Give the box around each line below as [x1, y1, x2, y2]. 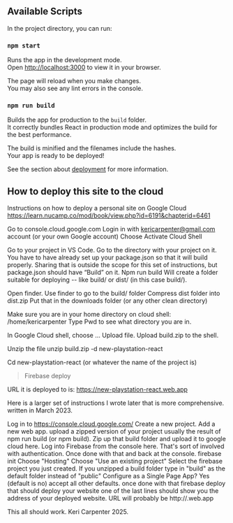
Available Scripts [7, 6, 82, 17]
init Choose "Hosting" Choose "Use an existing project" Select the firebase [7, 457, 223, 466]
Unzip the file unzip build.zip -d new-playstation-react [7, 345, 163, 353]
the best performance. [7, 131, 72, 139]
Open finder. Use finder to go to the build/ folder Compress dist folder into [7, 289, 220, 298]
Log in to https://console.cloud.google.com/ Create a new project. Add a [7, 420, 216, 429]
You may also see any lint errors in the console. [7, 84, 143, 93]
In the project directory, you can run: [7, 24, 112, 32]
